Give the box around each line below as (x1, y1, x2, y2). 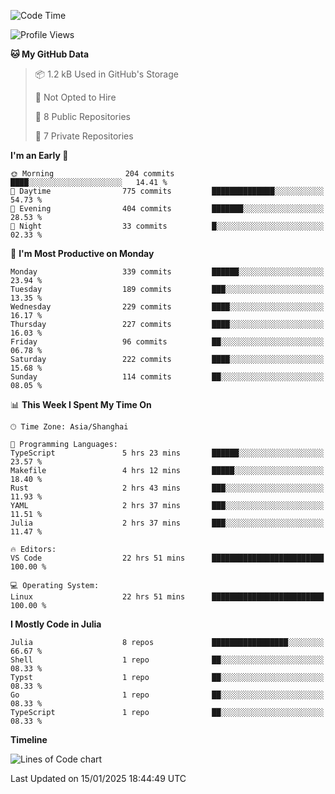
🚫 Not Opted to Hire (34, 91, 117, 103)
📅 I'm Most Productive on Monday (10, 248, 155, 259)
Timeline (10, 734, 48, 745)
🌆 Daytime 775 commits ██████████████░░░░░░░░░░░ (10, 186, 325, 196)
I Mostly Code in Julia (10, 618, 102, 630)
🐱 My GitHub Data (10, 48, 90, 60)
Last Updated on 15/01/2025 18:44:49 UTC (10, 773, 187, 784)
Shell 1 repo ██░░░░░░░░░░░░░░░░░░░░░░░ (10, 655, 325, 665)
